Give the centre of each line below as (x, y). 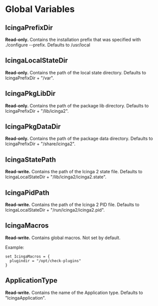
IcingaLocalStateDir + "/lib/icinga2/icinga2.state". (56, 177)
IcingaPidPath (27, 192)
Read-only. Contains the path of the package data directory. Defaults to (79, 139)
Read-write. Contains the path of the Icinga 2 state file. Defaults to (74, 172)
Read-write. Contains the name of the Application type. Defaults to (74, 293)
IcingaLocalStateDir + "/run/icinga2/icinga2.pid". (55, 210)
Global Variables (40, 9)
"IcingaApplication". (26, 298)
